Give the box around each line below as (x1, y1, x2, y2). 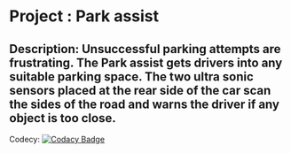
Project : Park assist (9, 6, 160, 27)
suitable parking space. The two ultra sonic (9, 69, 255, 84)
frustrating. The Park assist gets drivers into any (9, 55, 283, 70)
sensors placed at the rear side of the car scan (9, 82, 271, 98)
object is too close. (9, 111, 117, 126)
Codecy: (9, 134, 40, 144)
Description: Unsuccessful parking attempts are (9, 42, 281, 57)
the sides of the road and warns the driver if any (9, 96, 279, 111)
